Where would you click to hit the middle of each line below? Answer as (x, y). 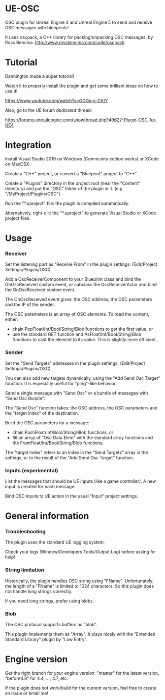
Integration (28, 145)
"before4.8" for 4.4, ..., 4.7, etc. (36, 678)
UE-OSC (22, 9)
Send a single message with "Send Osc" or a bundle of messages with (77, 393)
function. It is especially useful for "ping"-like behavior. (61, 383)
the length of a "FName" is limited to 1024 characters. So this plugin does (80, 586)
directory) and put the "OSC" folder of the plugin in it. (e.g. (65, 188)
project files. (18, 218)
